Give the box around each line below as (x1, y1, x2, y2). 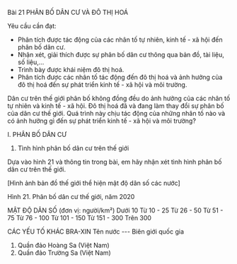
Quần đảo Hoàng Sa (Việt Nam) (17, 241, 110, 249)
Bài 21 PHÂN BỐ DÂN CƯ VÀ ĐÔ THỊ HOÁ (7, 8, 129, 16)
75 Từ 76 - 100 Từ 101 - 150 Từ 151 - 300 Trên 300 (7, 214, 152, 222)
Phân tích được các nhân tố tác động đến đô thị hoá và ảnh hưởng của (17, 73, 223, 81)
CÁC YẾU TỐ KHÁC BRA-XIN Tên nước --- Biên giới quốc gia (7, 227, 185, 236)
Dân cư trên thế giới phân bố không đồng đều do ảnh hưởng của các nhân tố (7, 94, 231, 102)
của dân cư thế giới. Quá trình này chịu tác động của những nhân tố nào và (7, 109, 226, 117)
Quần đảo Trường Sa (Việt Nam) (17, 248, 111, 257)
